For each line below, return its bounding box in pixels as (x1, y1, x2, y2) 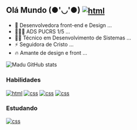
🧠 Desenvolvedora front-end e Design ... (14, 21, 112, 29)
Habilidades (6, 75, 41, 84)
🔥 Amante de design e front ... (14, 49, 88, 56)
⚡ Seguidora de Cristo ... (14, 41, 74, 48)
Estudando (6, 104, 38, 112)
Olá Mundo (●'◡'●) (6, 5, 81, 15)
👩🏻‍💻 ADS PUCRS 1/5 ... (14, 28, 70, 35)
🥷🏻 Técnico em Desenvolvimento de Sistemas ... (14, 34, 132, 41)
